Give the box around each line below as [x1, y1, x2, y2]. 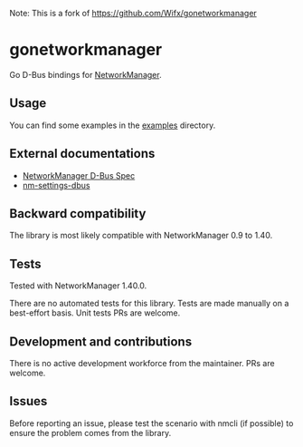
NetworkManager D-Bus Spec [22, 170, 136, 180]
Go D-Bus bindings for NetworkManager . [9, 69, 162, 80]
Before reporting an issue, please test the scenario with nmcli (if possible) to [9, 417, 294, 429]
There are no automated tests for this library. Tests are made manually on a [9, 298, 289, 309]
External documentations [9, 146, 156, 161]
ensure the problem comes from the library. [9, 427, 172, 438]
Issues [9, 394, 48, 409]
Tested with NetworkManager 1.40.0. [9, 280, 147, 291]
